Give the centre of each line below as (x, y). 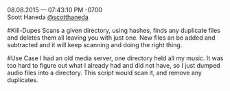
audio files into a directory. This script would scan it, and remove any (105, 73)
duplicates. (23, 80)
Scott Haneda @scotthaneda (48, 17)
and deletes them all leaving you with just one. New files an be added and (111, 38)
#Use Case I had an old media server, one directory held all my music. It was (115, 58)
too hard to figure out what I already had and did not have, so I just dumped (114, 65)
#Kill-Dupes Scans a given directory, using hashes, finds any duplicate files (114, 30)
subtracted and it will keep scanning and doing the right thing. (95, 45)
